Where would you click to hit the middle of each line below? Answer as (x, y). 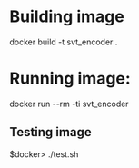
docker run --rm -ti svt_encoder (69, 104)
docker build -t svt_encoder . (64, 42)
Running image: (70, 79)
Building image (67, 17)
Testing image (51, 132)
